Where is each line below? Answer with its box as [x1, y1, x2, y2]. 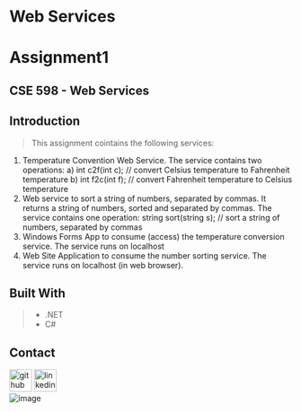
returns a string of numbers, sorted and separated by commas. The [22, 202, 272, 213]
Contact [9, 345, 56, 360]
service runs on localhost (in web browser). [22, 259, 184, 270]
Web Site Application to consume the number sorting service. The [22, 250, 267, 261]
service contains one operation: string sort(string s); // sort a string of [22, 212, 280, 223]
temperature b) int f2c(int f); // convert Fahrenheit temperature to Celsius [22, 173, 293, 185]
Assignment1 [9, 48, 110, 68]
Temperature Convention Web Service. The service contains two [22, 154, 262, 165]
